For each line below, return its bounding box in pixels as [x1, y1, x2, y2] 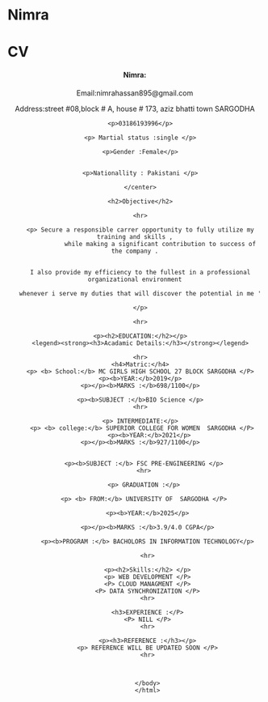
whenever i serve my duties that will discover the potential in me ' [19, 289, 262, 297]
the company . [111, 247, 159, 255]
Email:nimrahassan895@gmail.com [76, 87, 194, 98]
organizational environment [87, 275, 182, 283]
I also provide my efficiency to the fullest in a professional [30, 268, 251, 276]
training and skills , [96, 232, 174, 240]
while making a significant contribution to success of [64, 240, 256, 248]
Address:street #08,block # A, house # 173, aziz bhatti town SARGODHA [15, 104, 255, 113]
